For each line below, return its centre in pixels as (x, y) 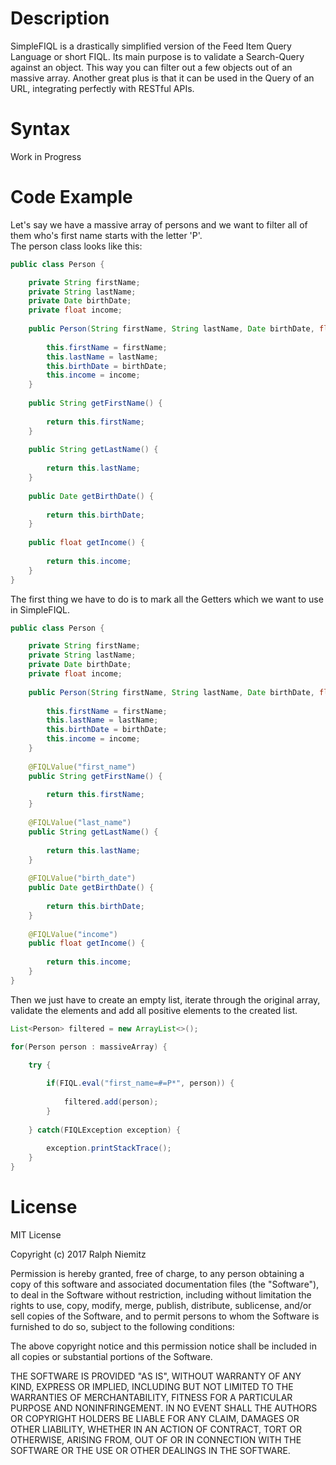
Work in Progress (46, 156)
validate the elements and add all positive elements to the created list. (154, 1010)
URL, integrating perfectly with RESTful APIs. (102, 88)
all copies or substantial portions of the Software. (111, 1356)
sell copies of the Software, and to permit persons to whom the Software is (165, 1316)
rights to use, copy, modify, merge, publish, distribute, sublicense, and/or (161, 1305)
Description (60, 18)
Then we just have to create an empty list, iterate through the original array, (165, 999)
